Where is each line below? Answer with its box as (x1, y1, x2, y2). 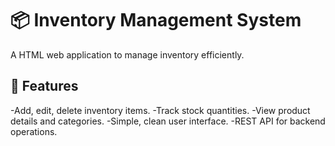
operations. (10, 125, 58, 137)
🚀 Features (10, 78, 79, 95)
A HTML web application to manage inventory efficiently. (10, 48, 245, 61)
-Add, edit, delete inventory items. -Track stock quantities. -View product (10, 104, 311, 116)
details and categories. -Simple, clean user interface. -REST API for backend (10, 115, 326, 127)
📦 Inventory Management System (10, 9, 302, 32)
